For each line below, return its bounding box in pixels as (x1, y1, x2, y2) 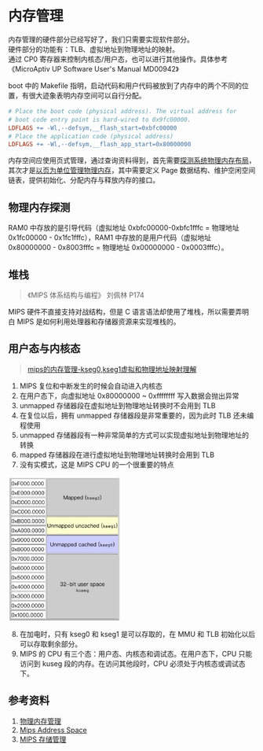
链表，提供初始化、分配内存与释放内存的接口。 (8, 175, 159, 185)
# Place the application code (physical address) (8, 132, 174, 140)
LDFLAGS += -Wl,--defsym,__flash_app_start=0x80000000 (8, 141, 192, 149)
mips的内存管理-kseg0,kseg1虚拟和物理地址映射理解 (27, 364, 197, 374)
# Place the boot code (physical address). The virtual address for (8, 107, 237, 115)
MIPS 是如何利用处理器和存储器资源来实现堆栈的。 (16, 316, 181, 326)
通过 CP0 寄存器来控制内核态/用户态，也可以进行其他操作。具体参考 (8, 54, 228, 64)
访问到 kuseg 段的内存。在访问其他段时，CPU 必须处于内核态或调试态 (19, 658, 246, 668)
